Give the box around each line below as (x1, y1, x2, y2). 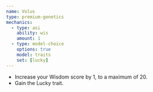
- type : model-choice (11, 41, 64, 47)
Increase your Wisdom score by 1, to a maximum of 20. (14, 73, 148, 80)
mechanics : (6, 19, 33, 25)
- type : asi (11, 24, 41, 31)
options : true (16, 47, 51, 52)
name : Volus (6, 8, 35, 15)
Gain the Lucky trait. (14, 79, 64, 86)
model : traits (16, 52, 51, 58)
